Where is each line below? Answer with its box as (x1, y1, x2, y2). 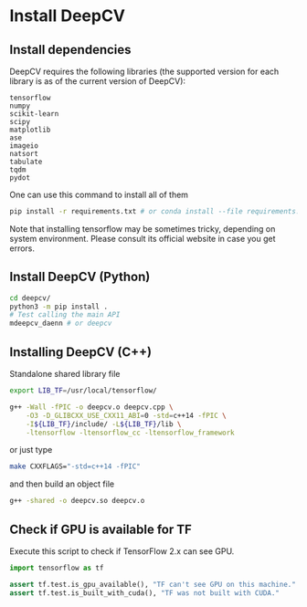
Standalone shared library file (9, 369, 121, 379)
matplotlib (9, 125, 51, 134)
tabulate (9, 157, 43, 166)
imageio (9, 141, 39, 151)
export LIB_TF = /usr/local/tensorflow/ (9, 386, 157, 395)
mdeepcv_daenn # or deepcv (9, 319, 112, 329)
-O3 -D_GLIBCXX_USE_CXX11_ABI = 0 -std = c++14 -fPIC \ (26, 411, 227, 420)
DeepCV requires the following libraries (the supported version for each (9, 66, 280, 77)
